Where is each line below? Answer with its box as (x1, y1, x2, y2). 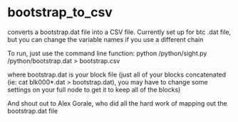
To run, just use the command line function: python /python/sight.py (7, 49, 207, 57)
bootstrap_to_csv (7, 4, 113, 21)
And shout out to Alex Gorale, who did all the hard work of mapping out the (7, 99, 227, 107)
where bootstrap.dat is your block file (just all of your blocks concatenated (7, 70, 227, 79)
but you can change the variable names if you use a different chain (7, 35, 204, 43)
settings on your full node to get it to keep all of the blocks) (7, 85, 181, 94)
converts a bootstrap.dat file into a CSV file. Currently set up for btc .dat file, (7, 28, 232, 36)
